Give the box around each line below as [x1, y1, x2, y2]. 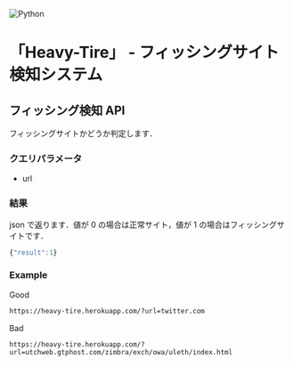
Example [9, 269, 48, 281]
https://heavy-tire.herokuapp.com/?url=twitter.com [9, 306, 205, 315]
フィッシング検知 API [9, 102, 126, 118]
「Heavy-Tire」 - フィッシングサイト [9, 43, 280, 62]
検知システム [9, 65, 103, 85]
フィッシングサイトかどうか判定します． [9, 128, 158, 138]
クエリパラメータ [9, 152, 83, 165]
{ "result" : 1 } [9, 248, 58, 257]
